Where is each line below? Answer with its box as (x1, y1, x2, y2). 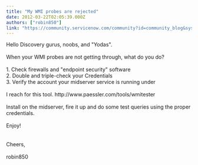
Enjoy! (6, 122, 22, 129)
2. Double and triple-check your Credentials (6, 72, 113, 79)
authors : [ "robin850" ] (6, 19, 62, 25)
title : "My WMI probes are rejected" (6, 8, 99, 15)
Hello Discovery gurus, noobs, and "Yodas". (6, 41, 113, 48)
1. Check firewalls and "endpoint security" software (6, 66, 131, 73)
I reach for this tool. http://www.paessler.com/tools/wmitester (6, 91, 156, 98)
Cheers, (6, 141, 25, 148)
